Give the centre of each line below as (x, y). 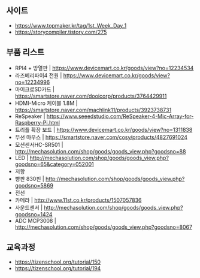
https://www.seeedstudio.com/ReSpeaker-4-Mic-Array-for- (120, 116)
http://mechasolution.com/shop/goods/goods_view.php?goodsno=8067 (104, 227)
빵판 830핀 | (30, 179)
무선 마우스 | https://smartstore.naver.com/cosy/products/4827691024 (101, 137)
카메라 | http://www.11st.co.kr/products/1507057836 (78, 200)
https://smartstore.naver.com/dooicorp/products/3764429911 (91, 96)
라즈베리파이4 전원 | (38, 75)
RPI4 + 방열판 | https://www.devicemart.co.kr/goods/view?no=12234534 (104, 68)
